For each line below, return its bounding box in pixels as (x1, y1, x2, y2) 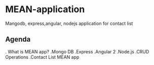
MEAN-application (5, 4, 85, 15)
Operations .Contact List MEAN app (5, 54, 80, 60)
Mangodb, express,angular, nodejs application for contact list (5, 20, 133, 26)
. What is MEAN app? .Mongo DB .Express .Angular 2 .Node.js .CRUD (5, 48, 149, 54)
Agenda (5, 35, 31, 44)
